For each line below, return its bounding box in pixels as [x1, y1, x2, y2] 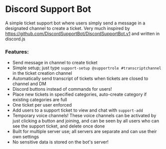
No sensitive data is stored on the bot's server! [12, 139, 109, 145]
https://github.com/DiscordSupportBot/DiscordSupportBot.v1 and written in [5, 30, 160, 36]
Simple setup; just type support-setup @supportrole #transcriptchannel [12, 65, 162, 71]
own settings [12, 134, 39, 140]
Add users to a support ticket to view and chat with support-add [12, 107, 143, 113]
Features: [5, 48, 29, 55]
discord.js [5, 36, 26, 42]
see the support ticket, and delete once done [12, 123, 105, 129]
